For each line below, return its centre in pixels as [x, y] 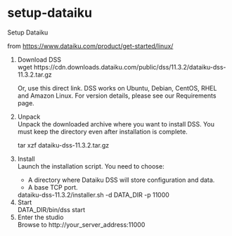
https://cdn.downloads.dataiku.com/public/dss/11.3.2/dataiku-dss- [130, 67]
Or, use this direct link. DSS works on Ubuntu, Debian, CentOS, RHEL [117, 88]
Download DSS [39, 59]
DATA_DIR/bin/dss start [51, 209]
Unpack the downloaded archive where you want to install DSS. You [116, 124]
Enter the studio [40, 217]
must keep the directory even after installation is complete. [102, 131]
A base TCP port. [53, 187]
